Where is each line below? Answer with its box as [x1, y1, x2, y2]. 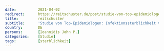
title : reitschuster [5, 16, 64, 21]
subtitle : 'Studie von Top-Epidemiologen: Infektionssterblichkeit [5, 20, 156, 26]
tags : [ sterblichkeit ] [5, 39, 71, 44]
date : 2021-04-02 [5, 7, 60, 12]
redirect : [5, 12, 25, 17]
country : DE [5, 25, 42, 30]
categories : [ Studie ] [5, 34, 56, 39]
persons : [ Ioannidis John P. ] [5, 30, 80, 34]
